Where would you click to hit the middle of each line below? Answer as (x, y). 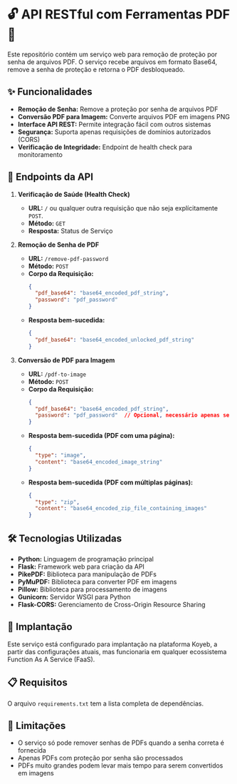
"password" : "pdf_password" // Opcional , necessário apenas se (132, 415)
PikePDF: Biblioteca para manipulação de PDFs (87, 574)
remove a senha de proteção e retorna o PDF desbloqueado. (96, 69)
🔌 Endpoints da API (51, 177)
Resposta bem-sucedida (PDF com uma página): (101, 436)
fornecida (32, 750)
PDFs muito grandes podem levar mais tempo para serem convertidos (120, 765)
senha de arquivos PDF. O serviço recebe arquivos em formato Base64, (112, 61)
